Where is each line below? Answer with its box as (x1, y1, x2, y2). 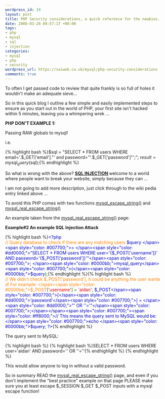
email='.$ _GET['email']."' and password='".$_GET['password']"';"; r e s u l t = (5, 154, 156, 160)
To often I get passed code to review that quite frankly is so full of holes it (5, 85, 155, 91)
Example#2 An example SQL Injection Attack (5, 224, 99, 230)
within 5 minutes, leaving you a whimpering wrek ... (5, 110, 110, 116)
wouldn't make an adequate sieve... (5, 90, 78, 97)
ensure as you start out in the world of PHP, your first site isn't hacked (5, 105, 148, 111)
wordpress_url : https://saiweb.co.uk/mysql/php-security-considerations (5, 67, 158, 72)
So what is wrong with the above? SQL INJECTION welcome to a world (5, 170, 149, 176)
